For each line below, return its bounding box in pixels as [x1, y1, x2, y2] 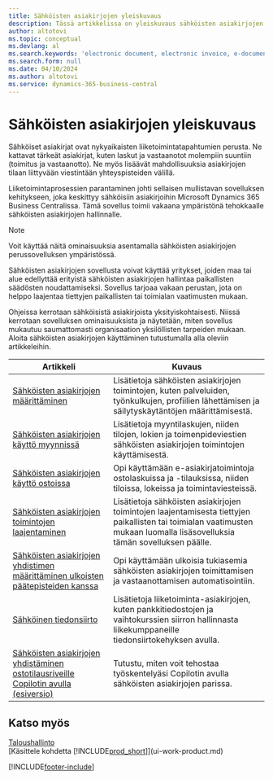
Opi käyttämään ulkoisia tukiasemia [113, 555, 248, 567]
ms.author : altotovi [8, 72, 79, 81]
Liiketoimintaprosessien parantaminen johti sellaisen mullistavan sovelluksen [8, 184, 265, 194]
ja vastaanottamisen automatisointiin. [113, 575, 255, 587]
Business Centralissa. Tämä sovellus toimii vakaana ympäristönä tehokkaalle [8, 201, 264, 211]
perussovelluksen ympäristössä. [8, 250, 116, 260]
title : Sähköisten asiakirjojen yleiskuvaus [8, 11, 162, 20]
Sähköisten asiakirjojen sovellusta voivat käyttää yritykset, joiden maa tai [8, 265, 252, 275]
